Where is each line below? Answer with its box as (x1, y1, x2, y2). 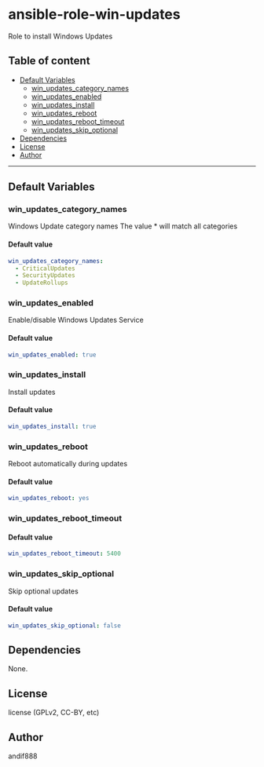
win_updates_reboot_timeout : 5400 (8, 550, 122, 558)
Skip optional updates (8, 586, 79, 596)
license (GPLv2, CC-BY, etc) (8, 708, 100, 718)
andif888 (8, 751, 38, 761)
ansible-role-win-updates (8, 5, 181, 24)
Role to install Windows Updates (8, 31, 113, 41)
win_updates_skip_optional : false (8, 622, 122, 630)
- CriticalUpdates (15, 265, 76, 272)
